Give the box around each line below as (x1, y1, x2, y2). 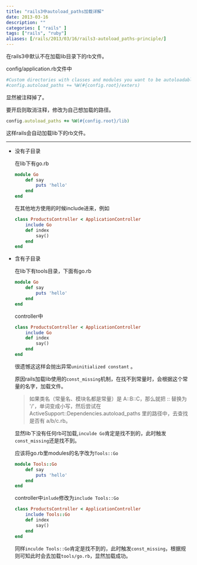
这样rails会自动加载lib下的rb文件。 (6, 129, 89, 136)
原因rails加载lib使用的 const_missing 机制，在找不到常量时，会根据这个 (14, 375, 183, 382)
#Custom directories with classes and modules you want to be (6, 77, 161, 83)
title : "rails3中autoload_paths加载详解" (6, 8, 104, 15)
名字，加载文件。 (25, 382, 66, 389)
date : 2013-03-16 (6, 14, 49, 20)
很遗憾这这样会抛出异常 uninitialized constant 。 (14, 362, 136, 370)
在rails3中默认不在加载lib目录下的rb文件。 (6, 53, 107, 59)
